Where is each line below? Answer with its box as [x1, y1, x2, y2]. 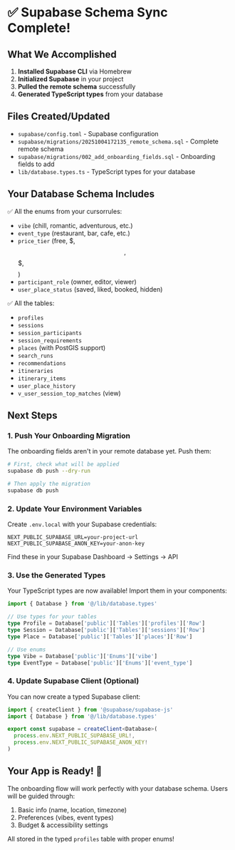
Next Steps [7, 409, 58, 421]
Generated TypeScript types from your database [17, 90, 164, 98]
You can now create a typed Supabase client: [7, 692, 141, 701]
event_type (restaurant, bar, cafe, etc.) [17, 229, 130, 237]
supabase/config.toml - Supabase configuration [17, 129, 159, 138]
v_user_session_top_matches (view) [17, 389, 121, 397]
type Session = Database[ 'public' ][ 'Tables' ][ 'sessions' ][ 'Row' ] [7, 627, 205, 634]
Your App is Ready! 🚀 [7, 765, 103, 777]
